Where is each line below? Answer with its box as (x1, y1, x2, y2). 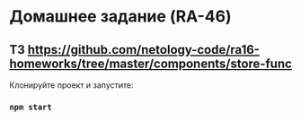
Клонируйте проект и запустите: (9, 80, 134, 91)
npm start (9, 101, 52, 112)
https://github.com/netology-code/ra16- (27, 42, 261, 57)
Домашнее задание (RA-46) (9, 6, 232, 27)
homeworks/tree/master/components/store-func (9, 56, 292, 71)
